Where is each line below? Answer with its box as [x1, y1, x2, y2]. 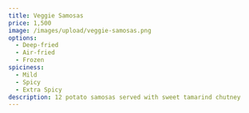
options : [8, 33, 38, 42]
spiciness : [8, 64, 45, 72]
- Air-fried [15, 49, 56, 56]
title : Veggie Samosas [8, 11, 84, 20]
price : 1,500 [8, 19, 52, 27]
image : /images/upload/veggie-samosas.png [8, 26, 152, 34]
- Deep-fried [15, 41, 59, 49]
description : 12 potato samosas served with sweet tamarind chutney [8, 93, 241, 101]
